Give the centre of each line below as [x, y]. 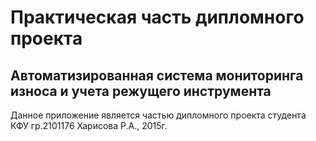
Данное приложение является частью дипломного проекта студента [158, 115]
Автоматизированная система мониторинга [157, 75]
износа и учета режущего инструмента [141, 91]
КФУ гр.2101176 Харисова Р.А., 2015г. [89, 125]
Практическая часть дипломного [157, 17]
